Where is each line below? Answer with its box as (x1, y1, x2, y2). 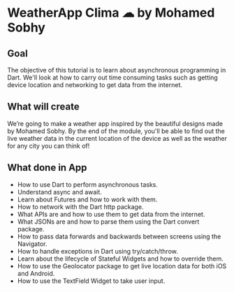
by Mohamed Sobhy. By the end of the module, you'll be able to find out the (7, 127, 225, 135)
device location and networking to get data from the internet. (7, 81, 183, 89)
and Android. (17, 269, 55, 277)
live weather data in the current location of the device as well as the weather (7, 134, 227, 142)
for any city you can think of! (7, 141, 90, 150)
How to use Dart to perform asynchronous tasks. (17, 180, 159, 189)
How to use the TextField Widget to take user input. (17, 277, 166, 285)
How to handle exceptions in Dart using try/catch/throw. (17, 247, 178, 255)
